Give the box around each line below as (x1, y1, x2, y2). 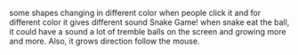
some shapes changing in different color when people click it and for (9, 8, 262, 18)
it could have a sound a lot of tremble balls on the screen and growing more (9, 27, 286, 36)
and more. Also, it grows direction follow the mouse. (9, 35, 200, 46)
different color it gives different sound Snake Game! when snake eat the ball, (9, 17, 290, 27)
